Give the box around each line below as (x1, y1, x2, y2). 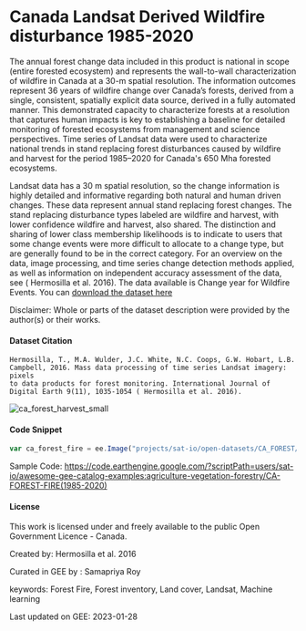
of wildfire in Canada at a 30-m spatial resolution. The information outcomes (9, 75, 296, 86)
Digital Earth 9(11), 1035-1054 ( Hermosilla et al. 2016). (9, 388, 243, 397)
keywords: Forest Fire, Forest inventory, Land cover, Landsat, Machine (9, 584, 273, 595)
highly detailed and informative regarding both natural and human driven (9, 190, 281, 201)
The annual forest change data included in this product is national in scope (9, 56, 290, 67)
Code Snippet (9, 424, 63, 435)
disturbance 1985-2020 (9, 26, 194, 47)
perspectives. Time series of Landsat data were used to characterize (9, 133, 268, 144)
